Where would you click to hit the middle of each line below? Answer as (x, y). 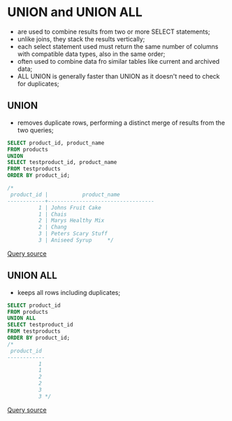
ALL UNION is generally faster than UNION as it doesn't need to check (118, 76)
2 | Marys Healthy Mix (71, 221)
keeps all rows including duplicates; (69, 292)
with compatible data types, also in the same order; (91, 54)
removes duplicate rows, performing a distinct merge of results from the (121, 123)
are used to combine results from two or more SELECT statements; (114, 32)
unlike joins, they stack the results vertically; (81, 39)
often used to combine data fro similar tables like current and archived (118, 61)
